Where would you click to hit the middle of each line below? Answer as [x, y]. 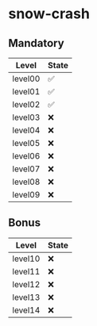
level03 [26, 117]
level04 [26, 130]
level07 [26, 169]
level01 [26, 92]
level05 [26, 143]
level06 [26, 156]
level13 [26, 297]
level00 [26, 79]
